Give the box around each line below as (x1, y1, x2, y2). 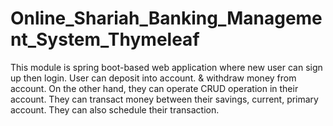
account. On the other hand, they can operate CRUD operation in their (10, 82, 299, 94)
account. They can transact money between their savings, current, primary (10, 93, 319, 105)
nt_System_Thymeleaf (10, 28, 200, 51)
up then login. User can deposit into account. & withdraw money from (10, 72, 297, 84)
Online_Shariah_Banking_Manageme (10, 7, 323, 30)
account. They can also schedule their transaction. (10, 103, 220, 116)
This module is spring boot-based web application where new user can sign (10, 61, 323, 73)
